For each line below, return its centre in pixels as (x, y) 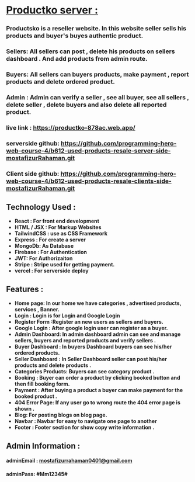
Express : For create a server (50, 240)
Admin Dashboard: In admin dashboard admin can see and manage (97, 334)
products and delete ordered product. (60, 81)
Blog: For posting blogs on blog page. (61, 415)
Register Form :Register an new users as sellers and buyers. (89, 322)
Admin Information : (43, 445)
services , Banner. (37, 310)
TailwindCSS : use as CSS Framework (61, 234)
